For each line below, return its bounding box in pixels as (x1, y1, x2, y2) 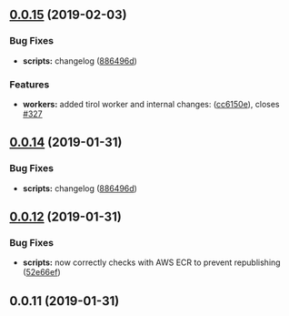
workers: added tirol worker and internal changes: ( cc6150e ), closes (22, 98, 280, 109)
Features (9, 77, 50, 90)
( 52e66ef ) (22, 267, 61, 278)
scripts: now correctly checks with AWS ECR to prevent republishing (22, 257, 281, 268)
